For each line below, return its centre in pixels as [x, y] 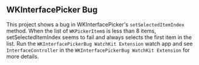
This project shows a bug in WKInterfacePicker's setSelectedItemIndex [95, 24]
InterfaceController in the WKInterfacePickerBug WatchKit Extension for [98, 50]
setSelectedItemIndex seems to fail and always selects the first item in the [99, 37]
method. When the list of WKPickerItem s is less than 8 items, [81, 31]
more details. [23, 56]
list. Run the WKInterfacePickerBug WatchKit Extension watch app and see [100, 43]
